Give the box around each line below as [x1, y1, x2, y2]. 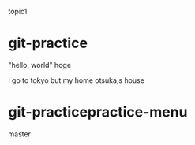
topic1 [8, 7, 28, 16]
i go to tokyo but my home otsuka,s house [8, 75, 144, 85]
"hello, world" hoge [8, 60, 72, 69]
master [8, 129, 32, 139]
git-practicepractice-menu [8, 103, 188, 121]
